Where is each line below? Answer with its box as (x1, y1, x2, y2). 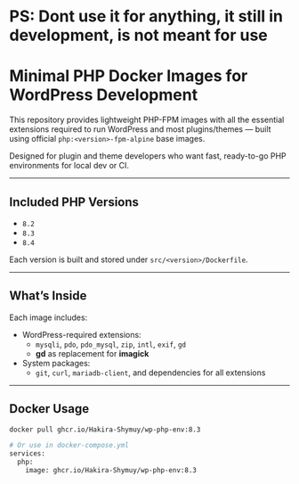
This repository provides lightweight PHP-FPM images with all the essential (9, 114, 285, 126)
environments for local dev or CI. (9, 160, 130, 171)
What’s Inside (9, 288, 87, 304)
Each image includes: (9, 312, 88, 323)
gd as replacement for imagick (35, 348, 149, 358)
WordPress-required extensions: (21, 329, 141, 340)
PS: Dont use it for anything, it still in (9, 6, 283, 27)
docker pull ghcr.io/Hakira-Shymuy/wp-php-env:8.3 (9, 425, 201, 434)
